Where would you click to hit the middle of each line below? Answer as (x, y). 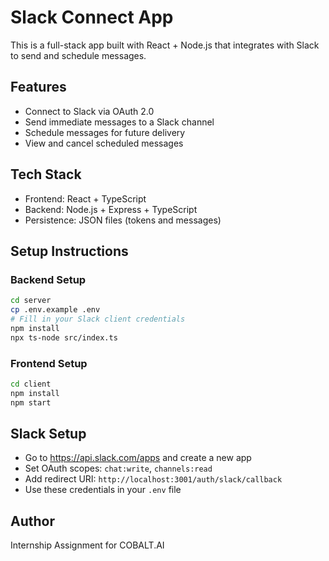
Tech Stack (46, 174)
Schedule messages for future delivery (105, 132)
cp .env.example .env (55, 310)
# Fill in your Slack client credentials (98, 319)
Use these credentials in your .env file (103, 490)
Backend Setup (48, 279)
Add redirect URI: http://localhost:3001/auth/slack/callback (153, 479)
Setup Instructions (69, 251)
